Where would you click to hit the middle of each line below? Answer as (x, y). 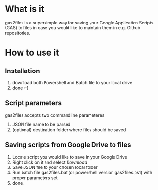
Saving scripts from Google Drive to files (68, 145)
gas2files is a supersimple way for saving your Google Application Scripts (79, 23)
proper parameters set (35, 178)
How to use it (32, 53)
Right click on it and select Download (49, 162)
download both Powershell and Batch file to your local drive (72, 82)
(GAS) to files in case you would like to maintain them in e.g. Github (73, 27)
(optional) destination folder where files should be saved (69, 130)
